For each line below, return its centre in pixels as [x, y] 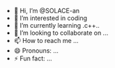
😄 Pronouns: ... [36, 51]
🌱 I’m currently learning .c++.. [56, 25]
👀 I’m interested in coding [51, 18]
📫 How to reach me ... [46, 41]
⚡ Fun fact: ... [33, 58]
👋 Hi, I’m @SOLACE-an [47, 11]
